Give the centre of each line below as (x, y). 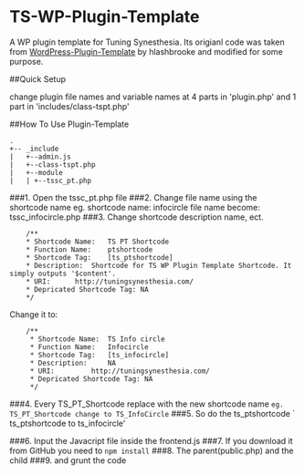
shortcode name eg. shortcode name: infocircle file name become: (135, 207)
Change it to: (34, 314)
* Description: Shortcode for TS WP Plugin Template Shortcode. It (159, 265)
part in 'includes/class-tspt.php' (69, 106)
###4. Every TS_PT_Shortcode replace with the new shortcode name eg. (147, 404)
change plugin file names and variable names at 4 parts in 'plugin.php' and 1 (153, 97)
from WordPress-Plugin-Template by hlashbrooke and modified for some (146, 51)
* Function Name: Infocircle (89, 347)
